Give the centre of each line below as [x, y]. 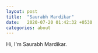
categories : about [28, 28]
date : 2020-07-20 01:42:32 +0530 [49, 22]
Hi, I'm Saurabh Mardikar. [36, 44]
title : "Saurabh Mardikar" [40, 17]
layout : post [22, 11]
